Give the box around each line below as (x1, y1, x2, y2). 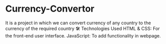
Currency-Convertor (5, 3, 95, 15)
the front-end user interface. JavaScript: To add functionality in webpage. (5, 32, 161, 38)
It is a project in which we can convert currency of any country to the (5, 20, 151, 26)
